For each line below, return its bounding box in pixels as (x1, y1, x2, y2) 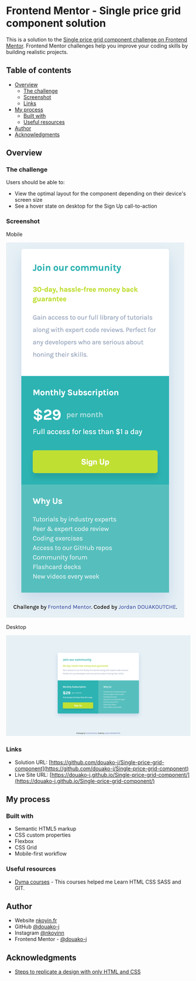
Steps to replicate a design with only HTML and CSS (14, 968, 141, 975)
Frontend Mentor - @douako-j (14, 936, 87, 943)
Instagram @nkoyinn (14, 929, 64, 936)
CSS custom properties (14, 831, 71, 838)
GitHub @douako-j (14, 923, 60, 931)
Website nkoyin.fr (14, 917, 57, 924)
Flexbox (14, 838, 34, 845)
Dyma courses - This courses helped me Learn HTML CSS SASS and (14, 878, 181, 885)
